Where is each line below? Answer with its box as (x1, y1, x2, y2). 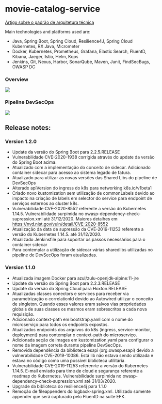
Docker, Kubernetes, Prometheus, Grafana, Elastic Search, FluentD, (12, 48, 146, 54)
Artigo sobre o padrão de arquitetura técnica (5, 19, 95, 25)
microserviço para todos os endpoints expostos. (12, 321, 109, 327)
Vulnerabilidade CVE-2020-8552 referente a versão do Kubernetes (12, 206, 146, 212)
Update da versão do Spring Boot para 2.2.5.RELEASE (12, 149, 120, 155)
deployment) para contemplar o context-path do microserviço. (12, 332, 137, 338)
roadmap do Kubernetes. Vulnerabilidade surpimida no (12, 373, 122, 379)
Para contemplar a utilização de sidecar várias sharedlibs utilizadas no (12, 247, 153, 253)
